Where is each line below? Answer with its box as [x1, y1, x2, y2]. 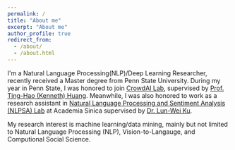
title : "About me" [7, 17, 61, 24]
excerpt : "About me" [7, 23, 68, 30]
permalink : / [7, 10, 46, 18]
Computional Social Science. [7, 135, 91, 143]
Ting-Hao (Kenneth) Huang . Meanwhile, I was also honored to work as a [7, 91, 217, 99]
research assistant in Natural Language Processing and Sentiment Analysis [7, 99, 226, 107]
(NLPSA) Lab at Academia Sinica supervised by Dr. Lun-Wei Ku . [7, 106, 193, 115]
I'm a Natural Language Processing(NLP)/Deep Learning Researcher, [7, 68, 207, 77]
